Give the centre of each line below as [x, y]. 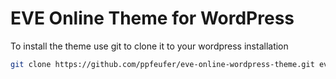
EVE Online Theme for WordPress [152, 18]
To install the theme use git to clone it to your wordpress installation [149, 46]
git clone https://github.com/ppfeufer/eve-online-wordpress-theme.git [162, 64]
